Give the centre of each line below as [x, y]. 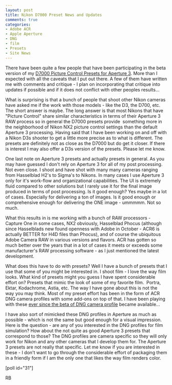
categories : [18, 24]
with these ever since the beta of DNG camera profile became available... [83, 304]
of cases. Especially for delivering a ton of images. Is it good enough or [81, 197]
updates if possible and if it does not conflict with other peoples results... [83, 89]
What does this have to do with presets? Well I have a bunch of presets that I [86, 266]
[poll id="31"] [19, 368]
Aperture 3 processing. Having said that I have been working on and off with [86, 132]
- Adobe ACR [18, 29]
